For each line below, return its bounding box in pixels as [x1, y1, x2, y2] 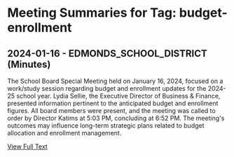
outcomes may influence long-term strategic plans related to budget [7, 121, 205, 130]
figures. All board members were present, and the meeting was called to [7, 107, 216, 114]
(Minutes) [7, 58, 51, 70]
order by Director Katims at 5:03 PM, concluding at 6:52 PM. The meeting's [7, 114, 225, 122]
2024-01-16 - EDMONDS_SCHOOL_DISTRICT [7, 47, 208, 59]
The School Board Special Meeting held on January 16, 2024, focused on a [7, 77, 223, 85]
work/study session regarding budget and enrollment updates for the [7, 84, 207, 92]
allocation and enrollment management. [7, 129, 122, 137]
